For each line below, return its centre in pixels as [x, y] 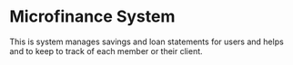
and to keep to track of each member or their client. [106, 51]
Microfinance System [92, 17]
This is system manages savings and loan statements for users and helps [146, 42]
